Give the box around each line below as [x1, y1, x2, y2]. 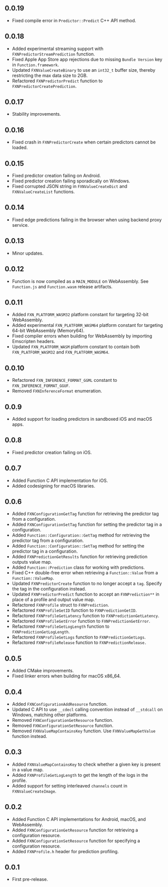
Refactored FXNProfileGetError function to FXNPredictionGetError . [12, 618, 150, 624]
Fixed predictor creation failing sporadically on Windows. [12, 178, 130, 184]
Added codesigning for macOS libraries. [12, 482, 96, 489]
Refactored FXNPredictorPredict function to [12, 78, 103, 84]
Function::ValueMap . [12, 575, 54, 581]
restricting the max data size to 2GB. [12, 72, 88, 78]
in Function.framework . [12, 62, 59, 68]
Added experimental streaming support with [12, 45, 104, 52]
